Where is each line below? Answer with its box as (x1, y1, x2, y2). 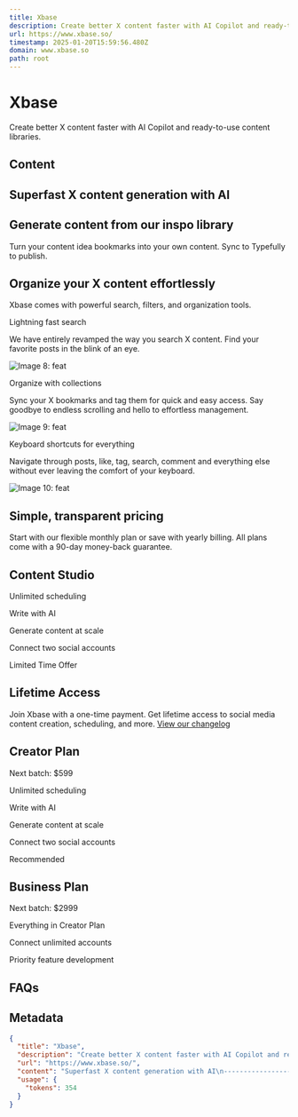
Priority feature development (9, 955, 114, 965)
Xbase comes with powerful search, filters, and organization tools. (9, 299, 252, 311)
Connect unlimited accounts (9, 938, 113, 948)
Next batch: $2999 (9, 903, 78, 914)
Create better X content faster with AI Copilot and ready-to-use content (9, 122, 271, 132)
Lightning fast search (9, 317, 87, 328)
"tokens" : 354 (25, 1083, 77, 1092)
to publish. (9, 250, 48, 261)
